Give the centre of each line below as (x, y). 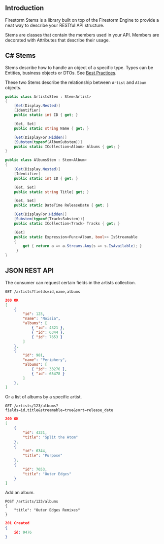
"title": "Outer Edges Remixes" (47, 510)
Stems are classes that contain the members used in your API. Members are (82, 35)
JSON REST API (30, 271)
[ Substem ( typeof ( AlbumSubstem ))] (48, 142)
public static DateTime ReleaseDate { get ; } (62, 205)
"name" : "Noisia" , (42, 319)
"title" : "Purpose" (43, 456)
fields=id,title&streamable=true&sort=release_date (59, 410)
